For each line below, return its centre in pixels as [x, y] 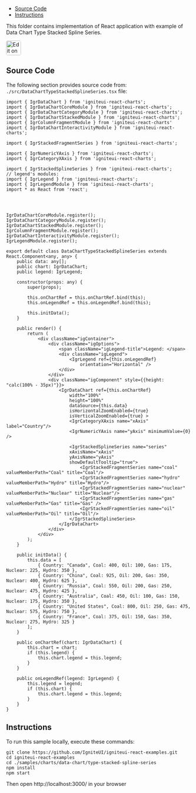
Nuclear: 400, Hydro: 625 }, [42, 581]
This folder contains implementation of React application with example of [95, 26]
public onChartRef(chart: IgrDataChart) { [69, 642]
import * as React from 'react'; [47, 189]
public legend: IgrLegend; [50, 272]
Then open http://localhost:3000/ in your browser [66, 784]
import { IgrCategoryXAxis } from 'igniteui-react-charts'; [82, 158]
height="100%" [87, 400]
